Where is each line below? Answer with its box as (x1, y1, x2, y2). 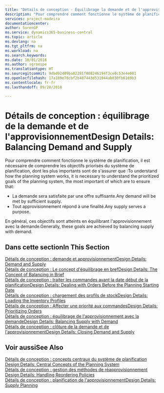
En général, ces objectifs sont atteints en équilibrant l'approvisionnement (5, 218, 152, 224)
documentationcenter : (5, 21, 49, 26)
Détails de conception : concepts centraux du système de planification (5, 356, 147, 362)
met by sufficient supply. (12, 198, 62, 204)
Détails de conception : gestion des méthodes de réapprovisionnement (5, 367, 148, 373)
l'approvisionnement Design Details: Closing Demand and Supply (5, 329, 135, 335)
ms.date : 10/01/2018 (5, 57, 47, 62)
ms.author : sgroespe (5, 62, 47, 67)
